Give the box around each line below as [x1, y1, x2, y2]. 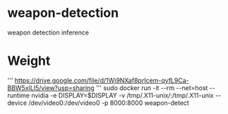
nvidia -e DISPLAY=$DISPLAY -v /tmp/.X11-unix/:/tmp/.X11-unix [31, 91, 214, 99]
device [7, 99, 27, 107]
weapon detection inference [7, 28, 90, 37]
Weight [7, 53, 51, 69]
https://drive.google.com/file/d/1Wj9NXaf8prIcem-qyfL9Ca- [14, 76, 189, 84]
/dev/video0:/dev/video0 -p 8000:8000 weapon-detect [28, 99, 189, 107]
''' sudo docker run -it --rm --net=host [95, 83, 208, 92]
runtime [7, 91, 30, 99]
